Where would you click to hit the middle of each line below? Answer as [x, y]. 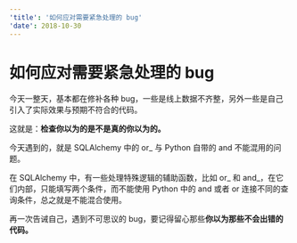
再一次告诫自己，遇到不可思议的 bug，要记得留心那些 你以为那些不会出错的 [146, 219]
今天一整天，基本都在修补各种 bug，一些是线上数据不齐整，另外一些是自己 [146, 99]
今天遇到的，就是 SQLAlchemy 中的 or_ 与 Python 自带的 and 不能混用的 [141, 148]
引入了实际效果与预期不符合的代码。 [76, 110]
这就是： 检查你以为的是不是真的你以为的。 [87, 129]
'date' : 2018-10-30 [45, 26]
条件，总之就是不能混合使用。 [71, 200]
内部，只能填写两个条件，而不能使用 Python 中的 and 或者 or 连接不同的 [148, 189]
